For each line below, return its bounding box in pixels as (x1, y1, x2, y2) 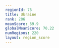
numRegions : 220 (5, 30, 39, 35)
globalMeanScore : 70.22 (5, 26, 55, 31)
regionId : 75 (5, 7, 32, 12)
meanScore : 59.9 (5, 21, 39, 26)
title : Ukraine (5, 12, 37, 17)
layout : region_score (5, 35, 50, 40)
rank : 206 (5, 16, 26, 21)
